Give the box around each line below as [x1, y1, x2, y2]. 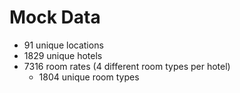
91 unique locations [23, 39, 104, 51]
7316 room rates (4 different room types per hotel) [23, 60, 231, 72]
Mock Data [9, 6, 101, 29]
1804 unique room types [38, 71, 140, 83]
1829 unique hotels [23, 49, 103, 61]
